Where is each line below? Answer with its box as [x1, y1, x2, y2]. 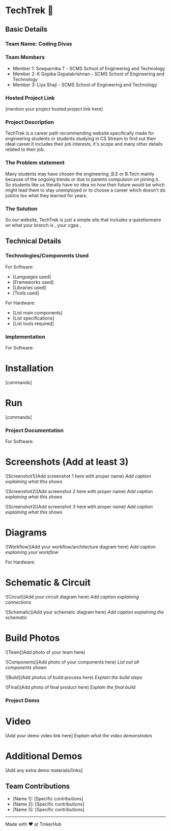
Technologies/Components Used [5, 252, 89, 259]
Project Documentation [5, 426, 64, 434]
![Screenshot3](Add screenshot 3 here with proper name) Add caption [5, 504, 153, 510]
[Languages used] [12, 274, 51, 280]
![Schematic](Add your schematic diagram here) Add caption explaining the [5, 609, 164, 615]
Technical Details [5, 237, 62, 246]
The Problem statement [5, 159, 65, 166]
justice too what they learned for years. [5, 192, 88, 198]
